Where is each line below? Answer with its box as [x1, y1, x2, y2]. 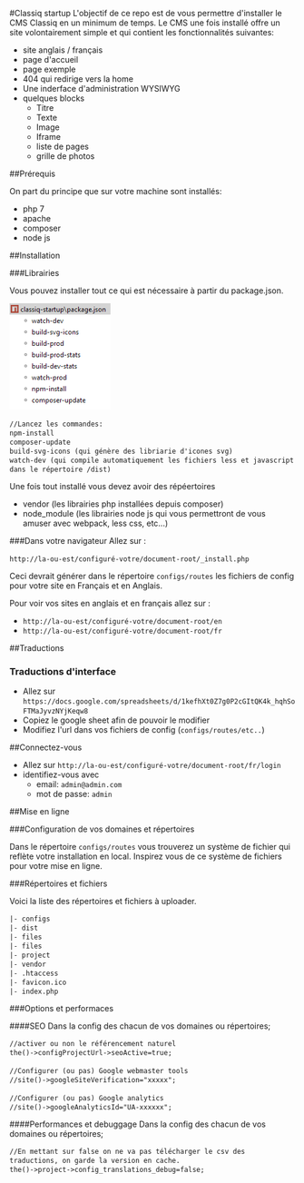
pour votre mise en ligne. [9, 861, 103, 872]
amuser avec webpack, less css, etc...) [22, 518, 169, 528]
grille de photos [35, 151, 95, 162]
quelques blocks [22, 93, 84, 104]
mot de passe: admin [35, 789, 113, 800]
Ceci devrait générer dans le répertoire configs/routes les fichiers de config [9, 571, 295, 581]
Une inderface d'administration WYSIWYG [22, 84, 181, 94]
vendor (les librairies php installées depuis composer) [22, 498, 224, 509]
